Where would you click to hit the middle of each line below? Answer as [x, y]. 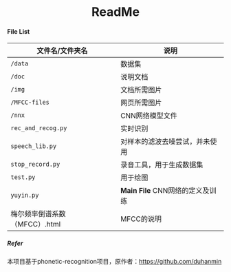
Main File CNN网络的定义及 [165, 191]
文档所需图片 [141, 90]
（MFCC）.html [36, 224]
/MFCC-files [30, 103]
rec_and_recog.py [39, 128]
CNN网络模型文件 [148, 116]
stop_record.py [35, 165]
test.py [23, 177]
